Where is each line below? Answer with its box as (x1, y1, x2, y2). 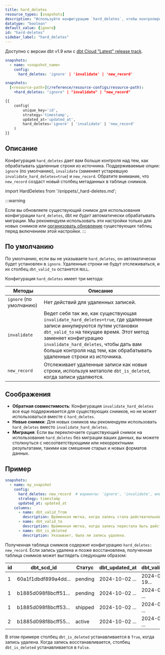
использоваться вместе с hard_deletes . (12, 414, 96, 420)
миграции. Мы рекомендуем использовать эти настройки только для (5, 218, 151, 224)
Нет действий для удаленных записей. (44, 299, 136, 306)
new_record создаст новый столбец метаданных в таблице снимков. (5, 178, 147, 184)
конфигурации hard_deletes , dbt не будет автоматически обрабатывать (5, 212, 156, 218)
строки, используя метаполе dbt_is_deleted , (44, 367, 151, 374)
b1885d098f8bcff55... (17, 618, 70, 625)
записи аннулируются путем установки (44, 322, 138, 329)
